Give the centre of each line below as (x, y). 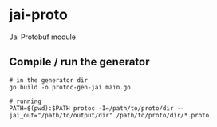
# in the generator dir (49, 80)
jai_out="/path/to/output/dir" (61, 115)
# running (26, 101)
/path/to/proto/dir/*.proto (163, 115)
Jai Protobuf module (43, 37)
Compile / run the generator (79, 62)
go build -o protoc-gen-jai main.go (70, 87)
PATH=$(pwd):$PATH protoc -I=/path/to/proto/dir (91, 108)
